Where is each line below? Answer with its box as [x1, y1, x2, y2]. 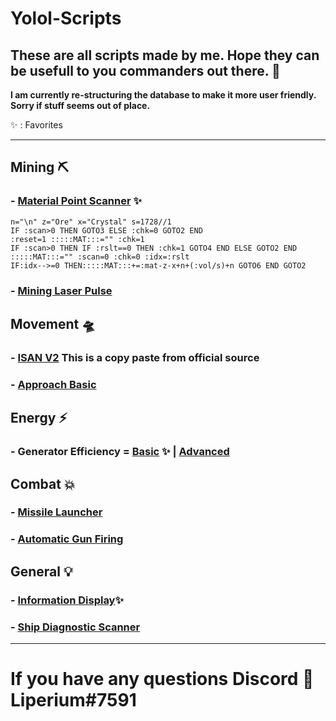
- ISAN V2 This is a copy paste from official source [10, 350, 260, 364]
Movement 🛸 [10, 316, 96, 332]
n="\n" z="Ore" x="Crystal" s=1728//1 [10, 217, 172, 227]
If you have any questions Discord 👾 [10, 668, 315, 691]
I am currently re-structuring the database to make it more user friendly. [10, 89, 317, 101]
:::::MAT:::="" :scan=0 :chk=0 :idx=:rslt [10, 252, 190, 262]
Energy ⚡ [10, 410, 68, 427]
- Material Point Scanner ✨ [10, 194, 142, 208]
